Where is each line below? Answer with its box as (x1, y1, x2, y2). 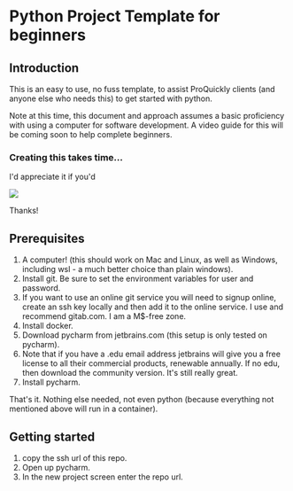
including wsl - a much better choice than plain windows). (21, 264, 234, 275)
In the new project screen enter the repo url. (21, 472, 183, 482)
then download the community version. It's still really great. (21, 368, 239, 378)
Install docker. (21, 321, 73, 331)
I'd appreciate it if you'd (9, 171, 96, 183)
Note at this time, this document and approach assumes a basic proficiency (9, 111, 285, 121)
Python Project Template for (9, 6, 220, 27)
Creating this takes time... (9, 151, 124, 163)
